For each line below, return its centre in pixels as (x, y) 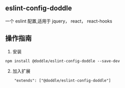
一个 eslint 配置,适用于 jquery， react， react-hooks (59, 21)
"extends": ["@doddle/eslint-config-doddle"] (63, 80)
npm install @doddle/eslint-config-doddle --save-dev (63, 61)
